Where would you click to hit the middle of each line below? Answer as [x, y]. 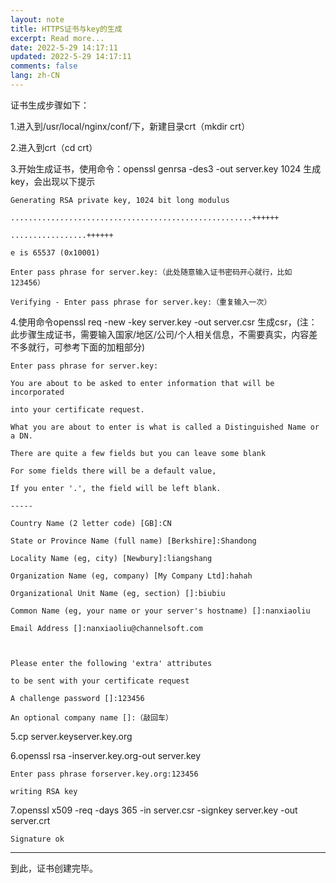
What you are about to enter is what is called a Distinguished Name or [165, 427]
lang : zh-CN [35, 76]
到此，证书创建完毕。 [54, 868]
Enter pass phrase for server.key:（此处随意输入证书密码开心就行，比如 [151, 272]
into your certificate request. [77, 409]
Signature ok [37, 839]
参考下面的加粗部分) [104, 347]
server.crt [30, 820]
